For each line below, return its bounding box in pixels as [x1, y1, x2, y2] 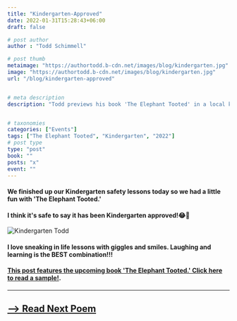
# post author [7, 36, 49, 43]
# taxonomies [7, 119, 46, 127]
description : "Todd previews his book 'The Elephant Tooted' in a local [7, 100, 226, 108]
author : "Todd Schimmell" [7, 43, 87, 50]
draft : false [7, 23, 46, 30]
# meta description [7, 94, 65, 101]
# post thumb [7, 56, 46, 63]
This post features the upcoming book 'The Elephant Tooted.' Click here [7, 266, 223, 275]
